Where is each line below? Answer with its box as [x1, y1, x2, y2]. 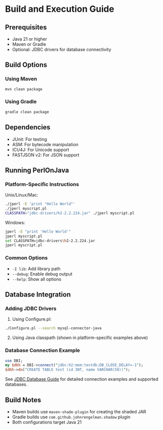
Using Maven [5, 75, 37, 82]
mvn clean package [5, 87, 43, 92]
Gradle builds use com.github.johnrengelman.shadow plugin [12, 414, 131, 420]
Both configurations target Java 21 [12, 419, 82, 425]
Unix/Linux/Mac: [5, 192, 38, 198]
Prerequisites [5, 23, 47, 31]
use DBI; [5, 358, 23, 363]
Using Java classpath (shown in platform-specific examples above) [12, 335, 148, 340]
